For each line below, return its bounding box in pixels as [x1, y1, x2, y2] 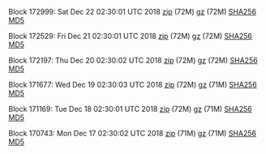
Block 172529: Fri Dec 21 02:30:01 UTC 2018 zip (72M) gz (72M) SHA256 [8, 32, 253, 41]
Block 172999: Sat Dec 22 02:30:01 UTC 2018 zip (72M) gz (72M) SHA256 [8, 7, 257, 16]
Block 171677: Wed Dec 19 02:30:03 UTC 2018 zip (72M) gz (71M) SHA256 [8, 80, 257, 89]
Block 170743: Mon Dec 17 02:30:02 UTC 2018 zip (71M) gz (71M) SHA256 [8, 129, 257, 138]
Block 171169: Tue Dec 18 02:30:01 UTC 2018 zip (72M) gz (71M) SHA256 [8, 105, 253, 113]
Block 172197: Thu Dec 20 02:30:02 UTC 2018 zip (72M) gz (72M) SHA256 [8, 56, 258, 65]
